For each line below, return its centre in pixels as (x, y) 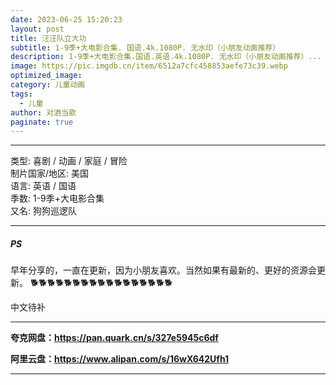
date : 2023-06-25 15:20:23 (66, 19)
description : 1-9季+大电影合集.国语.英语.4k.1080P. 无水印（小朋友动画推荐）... (166, 57)
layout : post (37, 29)
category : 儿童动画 (48, 85)
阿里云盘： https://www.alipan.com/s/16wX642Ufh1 (120, 359)
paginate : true (42, 122)
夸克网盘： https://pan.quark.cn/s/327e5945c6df (114, 338)
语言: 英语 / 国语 (43, 186)
